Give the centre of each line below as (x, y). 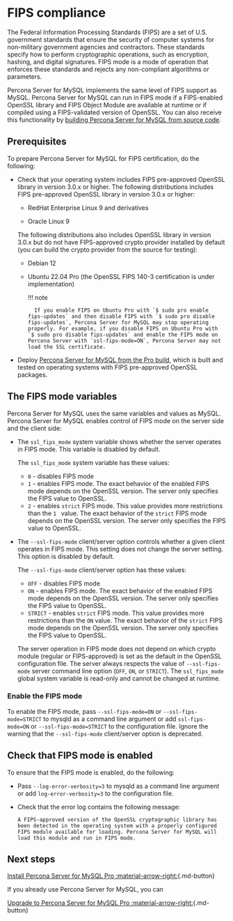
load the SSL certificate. (67, 347)
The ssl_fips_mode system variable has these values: (93, 462)
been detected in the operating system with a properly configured (117, 825)
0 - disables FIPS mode (61, 476)
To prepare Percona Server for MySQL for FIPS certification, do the (103, 158)
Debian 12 (42, 263)
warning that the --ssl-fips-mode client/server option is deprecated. (105, 733)
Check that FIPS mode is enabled (80, 755)
